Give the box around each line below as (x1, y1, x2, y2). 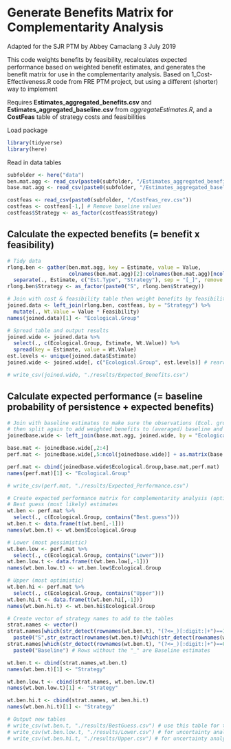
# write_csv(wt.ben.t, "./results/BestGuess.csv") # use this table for (7, 722, 220, 729)
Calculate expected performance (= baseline (7, 391, 203, 402)
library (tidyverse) (7, 139, 63, 146)
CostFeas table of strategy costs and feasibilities (7, 112, 146, 121)
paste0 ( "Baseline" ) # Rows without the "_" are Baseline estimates (13, 647, 211, 654)
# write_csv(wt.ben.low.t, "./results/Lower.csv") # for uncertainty (7, 728, 211, 735)
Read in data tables (7, 158, 62, 166)
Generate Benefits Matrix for (7, 5, 174, 21)
